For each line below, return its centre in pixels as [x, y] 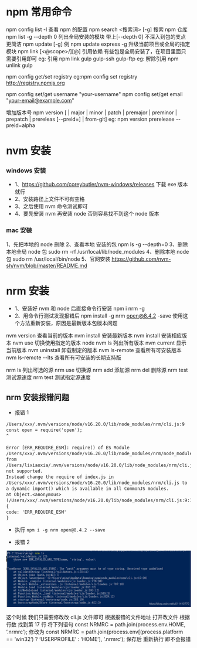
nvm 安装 [28, 151]
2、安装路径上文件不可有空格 [50, 199]
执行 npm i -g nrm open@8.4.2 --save [60, 530]
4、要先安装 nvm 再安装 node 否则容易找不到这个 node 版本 [87, 214]
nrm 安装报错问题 [38, 398]
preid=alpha [21, 125]
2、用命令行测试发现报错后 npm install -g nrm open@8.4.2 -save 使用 [99, 316]
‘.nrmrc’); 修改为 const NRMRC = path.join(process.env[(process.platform [95, 632]
